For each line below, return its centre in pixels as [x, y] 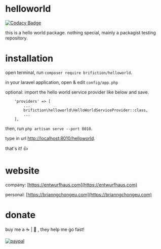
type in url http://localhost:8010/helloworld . [50, 138]
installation [29, 58]
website [22, 171]
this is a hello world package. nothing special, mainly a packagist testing [80, 32]
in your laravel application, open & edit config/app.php [62, 82]
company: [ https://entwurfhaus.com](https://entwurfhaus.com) [71, 185]
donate [21, 215]
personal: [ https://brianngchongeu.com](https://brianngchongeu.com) [78, 194]
